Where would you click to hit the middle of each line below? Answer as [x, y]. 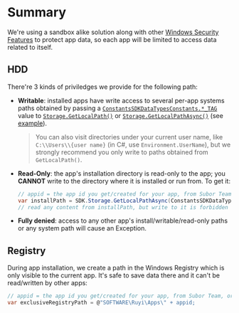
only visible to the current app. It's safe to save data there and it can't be [114, 275]
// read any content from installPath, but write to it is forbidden [123, 207]
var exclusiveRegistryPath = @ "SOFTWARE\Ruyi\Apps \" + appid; [101, 303]
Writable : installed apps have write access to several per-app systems [121, 100]
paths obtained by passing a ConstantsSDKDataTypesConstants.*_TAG [117, 108]
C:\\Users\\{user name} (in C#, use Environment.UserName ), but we [133, 144]
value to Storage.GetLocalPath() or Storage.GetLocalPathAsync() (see [121, 115]
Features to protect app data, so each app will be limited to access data [112, 39]
